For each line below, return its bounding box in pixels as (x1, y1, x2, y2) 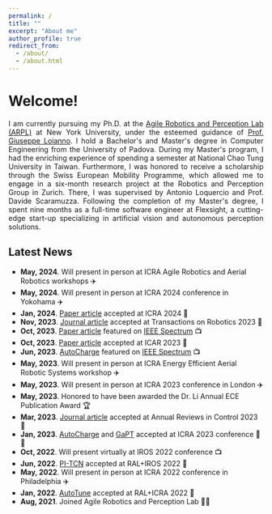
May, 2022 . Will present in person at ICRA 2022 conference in (19, 467, 228, 477)
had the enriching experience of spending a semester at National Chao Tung (8, 153, 264, 163)
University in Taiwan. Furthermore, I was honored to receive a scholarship (8, 161, 264, 171)
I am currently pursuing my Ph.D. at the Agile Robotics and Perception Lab (8, 118, 264, 128)
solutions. (8, 222, 41, 232)
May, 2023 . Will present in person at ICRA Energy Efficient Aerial (19, 358, 237, 368)
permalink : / (8, 11, 53, 20)
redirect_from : (8, 42, 60, 50)
